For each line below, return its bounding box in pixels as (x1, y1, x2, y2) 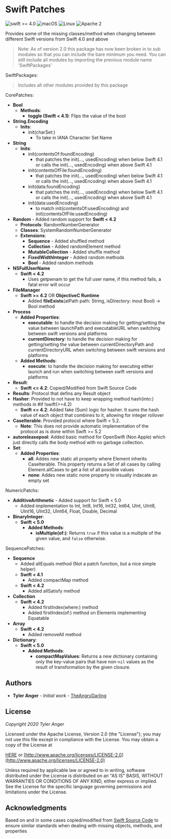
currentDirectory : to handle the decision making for (28, 335, 138, 342)
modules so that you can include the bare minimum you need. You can (17, 51, 166, 57)
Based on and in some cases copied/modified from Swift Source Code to (5, 817, 159, 823)
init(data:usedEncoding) (28, 200, 79, 206)
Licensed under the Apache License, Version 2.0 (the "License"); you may (5, 731, 161, 737)
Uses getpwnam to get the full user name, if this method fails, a (28, 276, 161, 282)
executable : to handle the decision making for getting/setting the (28, 319, 165, 326)
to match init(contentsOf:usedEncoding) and (35, 205, 129, 211)
